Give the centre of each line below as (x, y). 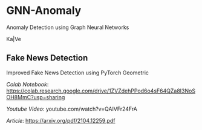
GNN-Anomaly (44, 11)
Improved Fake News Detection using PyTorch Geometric (78, 73)
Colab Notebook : (28, 84)
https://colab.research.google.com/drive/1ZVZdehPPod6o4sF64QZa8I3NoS (101, 91)
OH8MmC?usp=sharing (36, 97)
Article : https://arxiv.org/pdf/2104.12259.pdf (61, 120)
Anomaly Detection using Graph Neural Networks (68, 27)
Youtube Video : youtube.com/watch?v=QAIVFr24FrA (72, 109)
